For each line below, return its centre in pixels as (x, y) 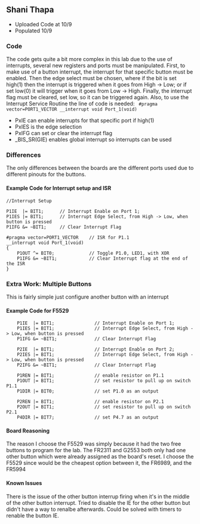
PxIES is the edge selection (48, 127)
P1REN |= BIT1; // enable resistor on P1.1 (90, 376)
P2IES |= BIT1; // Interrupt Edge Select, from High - (105, 355)
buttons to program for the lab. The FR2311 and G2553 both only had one (96, 450)
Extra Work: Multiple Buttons (49, 284)
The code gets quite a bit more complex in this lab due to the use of (89, 59)
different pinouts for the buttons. (46, 174)
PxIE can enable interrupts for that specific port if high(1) (84, 121)
